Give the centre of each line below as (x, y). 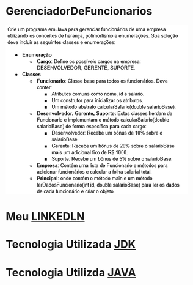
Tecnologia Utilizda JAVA (71, 272)
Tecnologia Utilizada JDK (71, 244)
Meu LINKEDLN (45, 217)
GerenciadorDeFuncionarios (79, 11)
